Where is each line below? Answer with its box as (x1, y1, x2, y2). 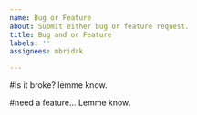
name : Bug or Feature (9, 13, 92, 23)
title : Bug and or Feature (9, 30, 112, 39)
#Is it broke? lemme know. (9, 80, 108, 91)
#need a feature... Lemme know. (9, 97, 131, 109)
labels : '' (9, 38, 51, 48)
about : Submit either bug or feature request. (9, 22, 190, 31)
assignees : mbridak (9, 47, 84, 56)
